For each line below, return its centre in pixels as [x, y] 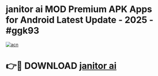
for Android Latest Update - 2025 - [80, 20]
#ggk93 [23, 31]
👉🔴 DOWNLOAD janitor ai [61, 66]
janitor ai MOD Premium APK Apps [79, 9]
